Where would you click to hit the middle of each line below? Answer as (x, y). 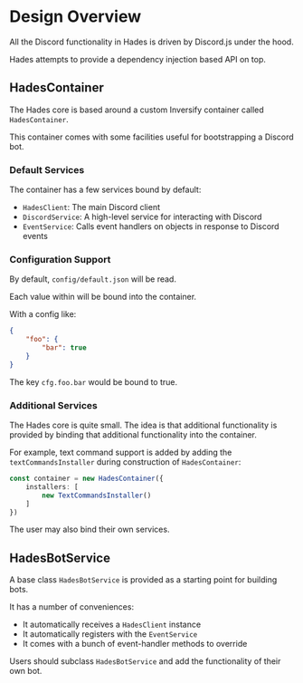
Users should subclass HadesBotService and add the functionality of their (145, 661)
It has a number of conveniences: (71, 607)
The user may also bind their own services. (90, 529)
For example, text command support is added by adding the (121, 452)
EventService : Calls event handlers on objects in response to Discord (151, 226)
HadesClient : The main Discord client (91, 207)
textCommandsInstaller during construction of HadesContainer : (125, 462)
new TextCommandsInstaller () (97, 495)
